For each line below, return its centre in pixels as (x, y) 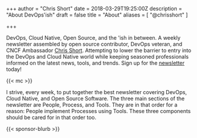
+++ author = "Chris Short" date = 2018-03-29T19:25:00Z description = (94, 9)
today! (14, 69)
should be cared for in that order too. (51, 117)
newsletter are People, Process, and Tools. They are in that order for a (92, 105)
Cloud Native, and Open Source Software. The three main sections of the (96, 98)
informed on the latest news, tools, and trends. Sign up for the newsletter (96, 63)
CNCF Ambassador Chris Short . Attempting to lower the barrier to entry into (99, 50)
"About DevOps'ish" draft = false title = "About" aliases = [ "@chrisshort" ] (97, 15)
